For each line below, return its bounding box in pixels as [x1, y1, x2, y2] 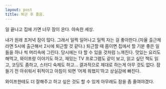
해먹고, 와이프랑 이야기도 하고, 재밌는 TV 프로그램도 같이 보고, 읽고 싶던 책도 [5, 55, 153, 61]
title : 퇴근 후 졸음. [5, 12, 45, 17]
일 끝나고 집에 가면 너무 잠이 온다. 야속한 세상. [5, 26, 94, 32]
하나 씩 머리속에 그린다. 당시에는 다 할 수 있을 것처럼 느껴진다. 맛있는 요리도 [14, 49, 161, 55]
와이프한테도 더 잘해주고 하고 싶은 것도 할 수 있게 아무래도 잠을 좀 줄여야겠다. [5, 78, 154, 85]
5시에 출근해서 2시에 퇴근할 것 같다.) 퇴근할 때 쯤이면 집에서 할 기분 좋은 [14, 43, 154, 49]
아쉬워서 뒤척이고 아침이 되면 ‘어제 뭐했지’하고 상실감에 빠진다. [19, 68, 141, 74]
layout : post [5, 7, 32, 12]
